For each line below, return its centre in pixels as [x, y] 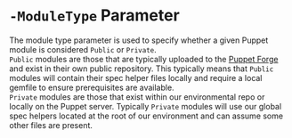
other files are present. [51, 125]
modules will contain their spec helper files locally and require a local [136, 77]
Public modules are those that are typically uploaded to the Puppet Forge [144, 59]
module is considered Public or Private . [83, 49]
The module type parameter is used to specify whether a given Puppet [139, 40]
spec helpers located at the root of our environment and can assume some [146, 116]
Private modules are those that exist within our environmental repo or [137, 97]
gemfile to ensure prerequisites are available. [92, 87]
